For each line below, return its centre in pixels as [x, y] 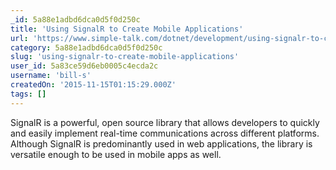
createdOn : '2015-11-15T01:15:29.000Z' [93, 85]
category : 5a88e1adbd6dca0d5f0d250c [86, 47]
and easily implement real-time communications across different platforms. [165, 133]
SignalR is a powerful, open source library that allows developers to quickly [165, 122]
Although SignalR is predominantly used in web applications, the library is [161, 143]
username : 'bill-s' [51, 76]
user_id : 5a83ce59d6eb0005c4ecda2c [84, 66]
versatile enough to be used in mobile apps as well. [116, 154]
